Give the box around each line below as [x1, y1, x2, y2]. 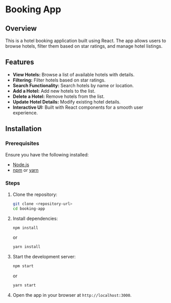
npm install [12, 225, 38, 230]
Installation [5, 125, 42, 133]
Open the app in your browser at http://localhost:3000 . [12, 292, 132, 298]
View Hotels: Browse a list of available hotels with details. [12, 71, 135, 77]
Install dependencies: [12, 215, 58, 221]
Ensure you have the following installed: [5, 151, 89, 157]
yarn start [12, 283, 36, 288]
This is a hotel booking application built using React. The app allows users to [5, 37, 166, 44]
